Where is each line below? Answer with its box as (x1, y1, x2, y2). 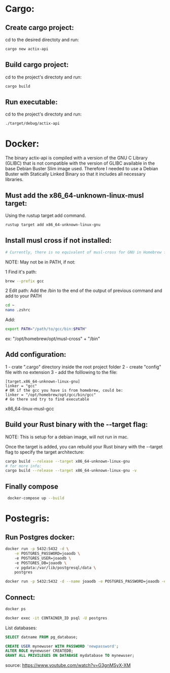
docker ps (5, 606, 26, 611)
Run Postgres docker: (5, 533, 75, 541)
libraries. (5, 176, 24, 182)
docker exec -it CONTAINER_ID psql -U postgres (5, 615, 108, 621)
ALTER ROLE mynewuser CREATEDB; (5, 648, 73, 654)
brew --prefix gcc (5, 278, 44, 284)
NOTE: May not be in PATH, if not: (5, 259, 76, 265)
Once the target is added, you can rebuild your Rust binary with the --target (5, 443, 163, 450)
